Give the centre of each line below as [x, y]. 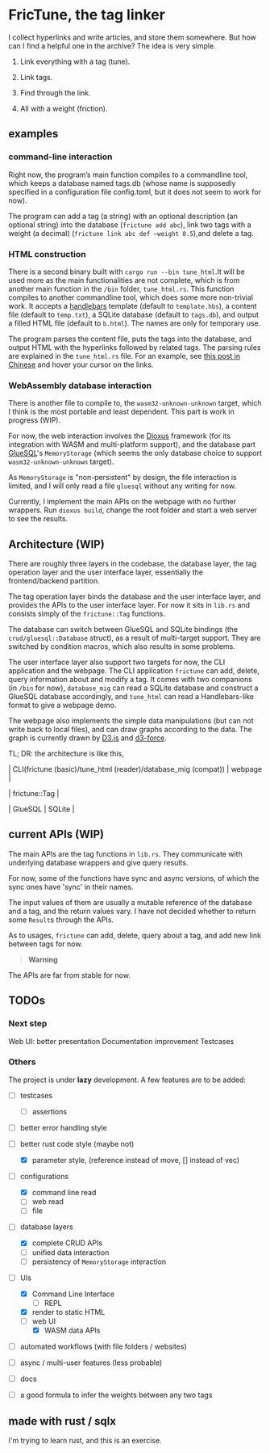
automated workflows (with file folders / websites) [103, 1346]
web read [48, 1202]
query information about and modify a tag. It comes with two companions [130, 680]
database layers [47, 1227]
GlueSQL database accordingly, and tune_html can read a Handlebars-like [131, 697]
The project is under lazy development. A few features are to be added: [127, 1080]
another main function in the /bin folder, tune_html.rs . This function [121, 288]
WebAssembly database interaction [80, 385]
